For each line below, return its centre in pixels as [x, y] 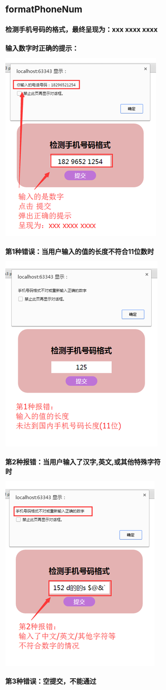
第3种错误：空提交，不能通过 [51, 682]
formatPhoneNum [44, 9]
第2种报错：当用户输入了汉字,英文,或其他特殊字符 [83, 462]
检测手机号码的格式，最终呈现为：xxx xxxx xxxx [81, 29]
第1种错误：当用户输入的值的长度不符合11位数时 [80, 251]
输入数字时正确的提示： [42, 48]
